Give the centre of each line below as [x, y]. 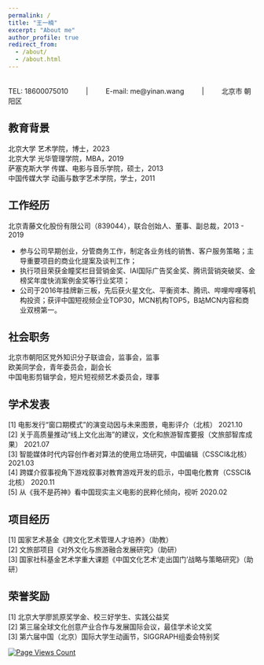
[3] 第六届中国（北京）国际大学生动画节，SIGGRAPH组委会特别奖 [114, 636]
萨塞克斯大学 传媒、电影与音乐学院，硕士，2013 [86, 168]
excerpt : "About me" [42, 30]
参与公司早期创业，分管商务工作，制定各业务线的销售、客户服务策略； [133, 251]
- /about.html [38, 60]
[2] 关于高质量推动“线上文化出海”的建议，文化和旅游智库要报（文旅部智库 [127, 434]
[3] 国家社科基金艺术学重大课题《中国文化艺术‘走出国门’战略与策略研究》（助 [131, 559]
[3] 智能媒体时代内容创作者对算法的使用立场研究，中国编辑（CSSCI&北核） [130, 454]
